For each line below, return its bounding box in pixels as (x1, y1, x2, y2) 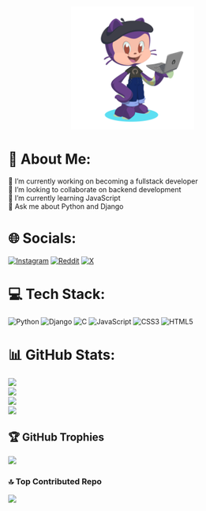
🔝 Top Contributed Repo (8, 476, 103, 487)
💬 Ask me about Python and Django (8, 201, 124, 211)
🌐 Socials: (8, 229, 77, 248)
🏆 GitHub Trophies (8, 430, 105, 445)
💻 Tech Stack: (8, 286, 106, 303)
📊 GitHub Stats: (8, 346, 116, 364)
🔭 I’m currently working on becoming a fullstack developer (8, 176, 199, 186)
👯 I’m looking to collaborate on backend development (8, 184, 182, 194)
